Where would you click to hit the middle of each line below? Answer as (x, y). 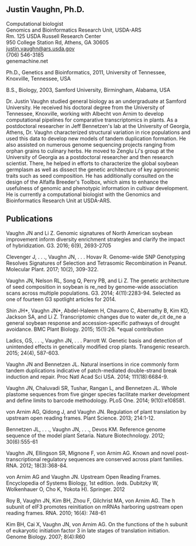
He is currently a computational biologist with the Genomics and (83, 194)
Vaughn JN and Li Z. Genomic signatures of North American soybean (90, 233)
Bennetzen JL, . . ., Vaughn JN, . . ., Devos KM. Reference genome (86, 429)
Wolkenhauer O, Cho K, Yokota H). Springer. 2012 (66, 489)
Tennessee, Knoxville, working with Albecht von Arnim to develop (85, 113)
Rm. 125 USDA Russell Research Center (54, 36)
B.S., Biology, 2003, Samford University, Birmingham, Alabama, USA (88, 89)
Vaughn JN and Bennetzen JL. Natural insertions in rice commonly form (93, 364)
